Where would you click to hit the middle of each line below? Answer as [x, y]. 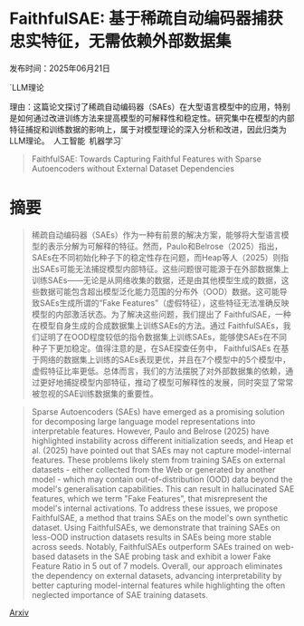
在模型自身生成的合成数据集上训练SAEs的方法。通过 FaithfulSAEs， [157, 325]
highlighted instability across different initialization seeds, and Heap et [162, 440]
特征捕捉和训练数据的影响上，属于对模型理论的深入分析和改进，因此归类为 [148, 129]
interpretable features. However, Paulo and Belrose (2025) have [150, 431]
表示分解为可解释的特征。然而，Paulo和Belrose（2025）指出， [165, 246]
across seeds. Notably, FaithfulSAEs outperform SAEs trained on [152, 546]
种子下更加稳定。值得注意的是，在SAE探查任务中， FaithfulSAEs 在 [157, 348]
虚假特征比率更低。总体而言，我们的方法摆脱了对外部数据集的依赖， [158, 371]
